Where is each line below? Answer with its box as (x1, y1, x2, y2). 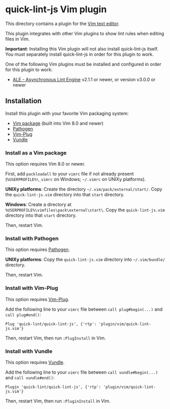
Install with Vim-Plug (5, 285, 59, 292)
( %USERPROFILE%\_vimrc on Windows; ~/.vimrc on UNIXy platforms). (5, 176, 146, 183)
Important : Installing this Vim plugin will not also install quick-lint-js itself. (5, 46, 159, 52)
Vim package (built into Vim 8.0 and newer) (12, 120, 104, 126)
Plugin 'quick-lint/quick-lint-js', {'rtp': (5, 384, 101, 390)
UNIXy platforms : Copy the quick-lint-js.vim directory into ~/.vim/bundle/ (5, 257, 165, 263)
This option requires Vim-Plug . (5, 296, 70, 302)
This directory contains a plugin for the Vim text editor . (5, 20, 120, 27)
